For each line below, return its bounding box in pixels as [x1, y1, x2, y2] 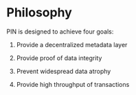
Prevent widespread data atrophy [16, 67, 111, 75]
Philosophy [6, 5, 73, 21]
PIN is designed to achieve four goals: [6, 27, 114, 36]
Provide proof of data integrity [16, 53, 102, 62]
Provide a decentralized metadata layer [16, 40, 128, 49]
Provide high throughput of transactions [16, 80, 130, 88]
